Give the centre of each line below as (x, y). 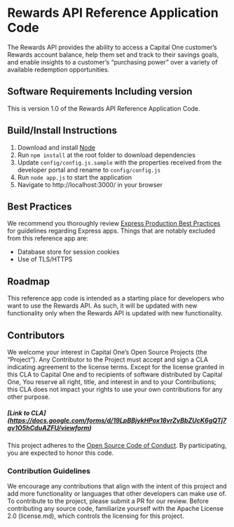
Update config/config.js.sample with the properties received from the (119, 162)
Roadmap (29, 281)
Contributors (36, 335)
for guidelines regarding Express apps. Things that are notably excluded (111, 231)
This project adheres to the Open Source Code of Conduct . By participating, (117, 445)
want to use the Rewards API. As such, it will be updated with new (102, 306)
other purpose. (29, 397)
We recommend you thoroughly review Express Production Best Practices (114, 224)
